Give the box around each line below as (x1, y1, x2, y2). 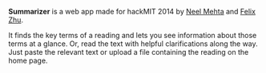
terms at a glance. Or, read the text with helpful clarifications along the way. (8, 39, 258, 48)
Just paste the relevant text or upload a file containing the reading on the (8, 48, 249, 56)
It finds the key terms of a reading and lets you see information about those (8, 31, 257, 40)
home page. (8, 56, 48, 65)
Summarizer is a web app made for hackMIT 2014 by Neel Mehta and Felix (8, 7, 256, 16)
